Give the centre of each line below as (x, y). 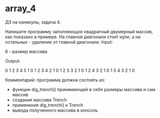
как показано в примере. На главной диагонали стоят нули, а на (73, 37)
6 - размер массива (26, 51)
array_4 (20, 9)
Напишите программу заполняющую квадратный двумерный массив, (79, 31)
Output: (13, 61)
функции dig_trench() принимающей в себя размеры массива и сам (84, 89)
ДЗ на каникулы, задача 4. (33, 22)
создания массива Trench (40, 100)
